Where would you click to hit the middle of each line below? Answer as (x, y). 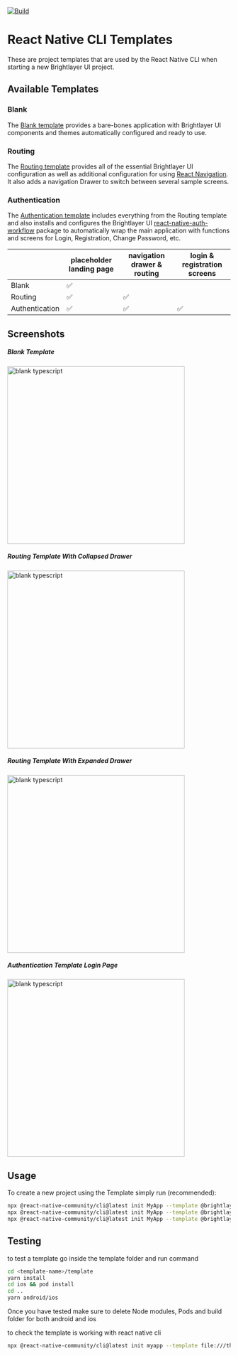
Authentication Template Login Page (63, 965)
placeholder (91, 260)
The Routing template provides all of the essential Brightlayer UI (100, 166)
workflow (21, 230)
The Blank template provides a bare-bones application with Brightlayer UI (114, 125)
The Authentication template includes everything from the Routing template (117, 215)
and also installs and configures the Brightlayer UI (80, 223)
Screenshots (36, 334)
